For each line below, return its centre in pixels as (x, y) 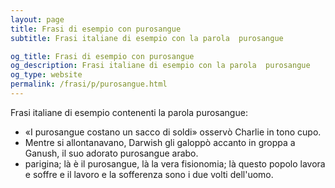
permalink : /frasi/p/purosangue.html (89, 84)
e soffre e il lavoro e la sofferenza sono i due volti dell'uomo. (149, 174)
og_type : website (46, 75)
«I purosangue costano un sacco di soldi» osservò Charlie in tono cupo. (173, 132)
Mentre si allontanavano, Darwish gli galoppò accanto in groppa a (160, 142)
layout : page (37, 19)
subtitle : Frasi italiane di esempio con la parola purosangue (147, 38)
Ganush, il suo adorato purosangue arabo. (111, 153)
